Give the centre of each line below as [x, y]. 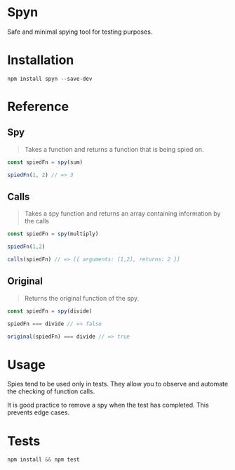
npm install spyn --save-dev [50, 79]
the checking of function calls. [51, 391]
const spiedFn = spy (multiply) [53, 234]
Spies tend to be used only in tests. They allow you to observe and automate [118, 384]
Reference [38, 107]
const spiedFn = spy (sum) [45, 162]
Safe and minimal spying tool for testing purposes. [80, 32]
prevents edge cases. [39, 412]
